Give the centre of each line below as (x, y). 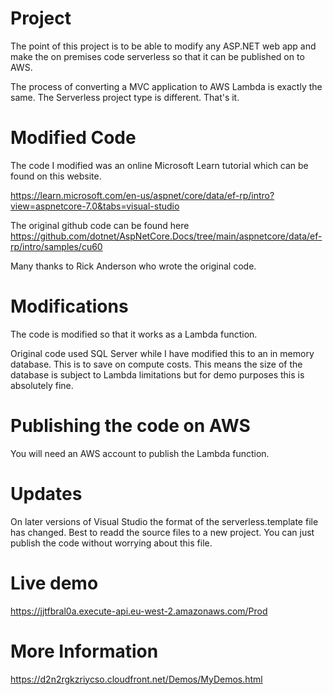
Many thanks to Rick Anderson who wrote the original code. (133, 266)
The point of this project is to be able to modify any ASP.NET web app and (163, 46)
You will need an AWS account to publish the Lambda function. (140, 453)
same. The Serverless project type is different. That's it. (125, 97)
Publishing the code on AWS (130, 426)
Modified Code (73, 138)
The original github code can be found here (100, 225)
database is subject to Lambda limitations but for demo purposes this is (157, 374)
